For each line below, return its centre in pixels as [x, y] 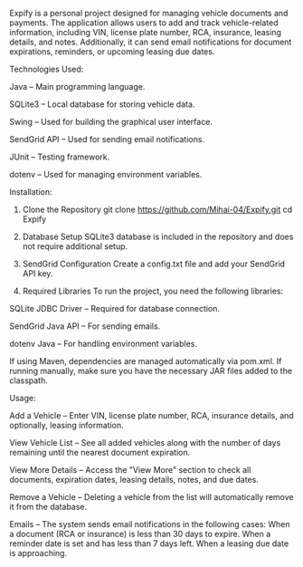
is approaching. [38, 553]
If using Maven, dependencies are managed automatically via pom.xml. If [146, 361]
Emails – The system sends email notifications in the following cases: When [150, 524]
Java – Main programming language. [77, 86]
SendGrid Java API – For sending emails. [85, 326]
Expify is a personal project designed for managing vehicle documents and [149, 13]
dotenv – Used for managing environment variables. [106, 174]
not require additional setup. [75, 246]
